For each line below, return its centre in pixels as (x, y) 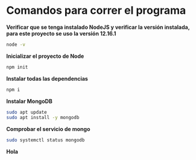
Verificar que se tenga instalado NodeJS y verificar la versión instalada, (98, 27)
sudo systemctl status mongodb (46, 140)
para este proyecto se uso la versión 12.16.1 (61, 33)
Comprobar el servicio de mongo (48, 129)
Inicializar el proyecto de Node (45, 56)
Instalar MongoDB (29, 101)
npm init (17, 67)
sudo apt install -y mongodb (43, 118)
